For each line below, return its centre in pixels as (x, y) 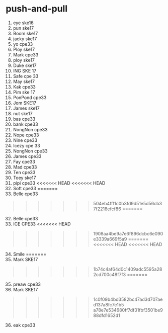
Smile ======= (30, 254)
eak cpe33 (24, 325)
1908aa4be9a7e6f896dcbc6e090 (128, 233)
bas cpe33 (24, 119)
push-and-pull (36, 9)
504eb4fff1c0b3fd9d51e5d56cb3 (128, 203)
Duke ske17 (25, 65)
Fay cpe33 (24, 161)
